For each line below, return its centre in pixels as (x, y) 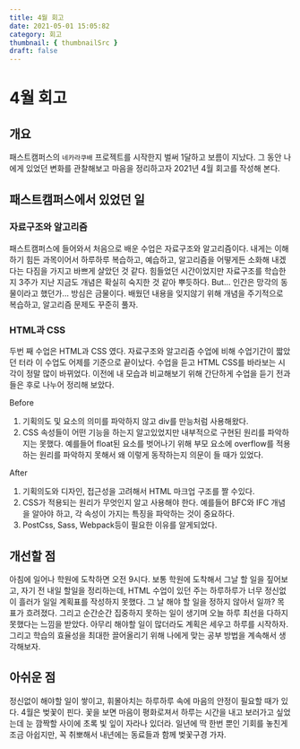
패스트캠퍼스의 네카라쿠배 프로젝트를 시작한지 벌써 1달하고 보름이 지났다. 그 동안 (146, 157)
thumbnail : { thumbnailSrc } (64, 43)
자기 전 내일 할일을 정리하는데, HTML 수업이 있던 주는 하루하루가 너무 (142, 590)
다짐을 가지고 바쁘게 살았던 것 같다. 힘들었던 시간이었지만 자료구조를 (144, 271)
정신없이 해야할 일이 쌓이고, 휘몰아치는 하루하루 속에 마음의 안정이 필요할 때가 (144, 701)
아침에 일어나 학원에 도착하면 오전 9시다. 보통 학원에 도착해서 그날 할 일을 (137, 579)
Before (21, 403)
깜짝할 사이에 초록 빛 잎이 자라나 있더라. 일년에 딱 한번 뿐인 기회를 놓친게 (162, 723)
